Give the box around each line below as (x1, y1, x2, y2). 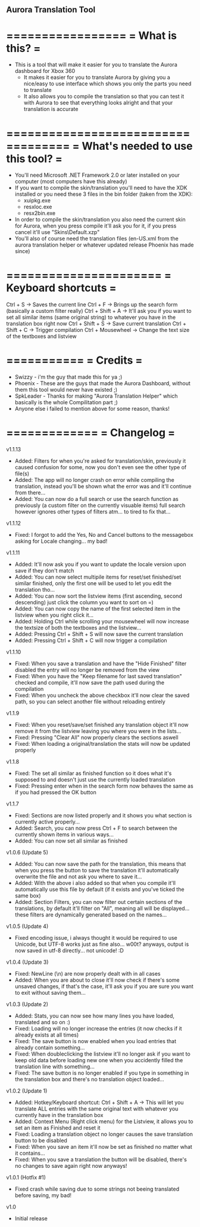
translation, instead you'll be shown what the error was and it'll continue (14, 483, 192, 490)
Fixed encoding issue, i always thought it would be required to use (14, 934, 177, 942)
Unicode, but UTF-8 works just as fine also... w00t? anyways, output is (14, 940, 189, 948)
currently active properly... (14, 818, 80, 826)
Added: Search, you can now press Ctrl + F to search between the (14, 825, 177, 832)
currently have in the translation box (14, 1112, 104, 1119)
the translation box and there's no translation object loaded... (14, 1076, 165, 1083)
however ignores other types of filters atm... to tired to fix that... (14, 508, 171, 515)
